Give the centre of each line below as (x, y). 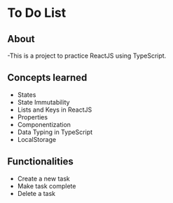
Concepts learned (47, 78)
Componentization (44, 124)
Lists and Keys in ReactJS (55, 110)
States (27, 94)
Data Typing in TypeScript (55, 132)
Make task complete (47, 186)
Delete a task (36, 193)
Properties (32, 117)
